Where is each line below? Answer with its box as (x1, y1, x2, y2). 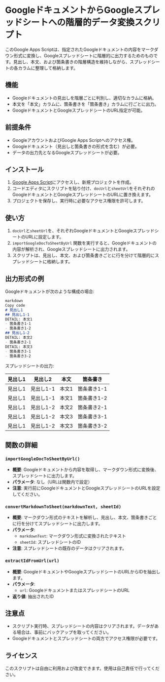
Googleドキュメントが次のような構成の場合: (5, 288, 95, 294)
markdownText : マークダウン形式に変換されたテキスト (19, 533, 127, 539)
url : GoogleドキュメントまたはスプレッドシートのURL (19, 587, 130, 593)
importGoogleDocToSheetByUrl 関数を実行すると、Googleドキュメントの (12, 240, 157, 246)
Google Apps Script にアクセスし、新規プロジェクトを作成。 (12, 179, 134, 185)
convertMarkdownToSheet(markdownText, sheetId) (5, 504, 122, 509)
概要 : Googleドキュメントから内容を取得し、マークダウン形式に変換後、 (12, 467, 159, 473)
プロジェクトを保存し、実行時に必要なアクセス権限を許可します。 (12, 198, 146, 204)
